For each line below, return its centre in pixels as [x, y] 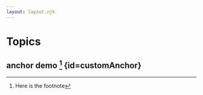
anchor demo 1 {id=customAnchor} [74, 65]
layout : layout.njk [31, 12]
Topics [24, 41]
